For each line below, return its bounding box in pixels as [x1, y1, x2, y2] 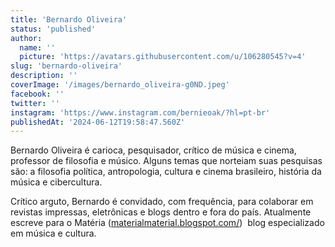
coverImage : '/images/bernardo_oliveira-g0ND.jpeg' [10, 80, 230, 90]
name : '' [19, 42, 56, 53]
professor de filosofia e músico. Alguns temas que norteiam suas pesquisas [10, 155, 323, 167]
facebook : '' [10, 89, 65, 99]
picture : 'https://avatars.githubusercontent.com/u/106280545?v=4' [19, 52, 307, 62]
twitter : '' [10, 98, 60, 108]
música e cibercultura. [10, 176, 103, 188]
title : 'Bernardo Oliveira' [10, 14, 128, 25]
